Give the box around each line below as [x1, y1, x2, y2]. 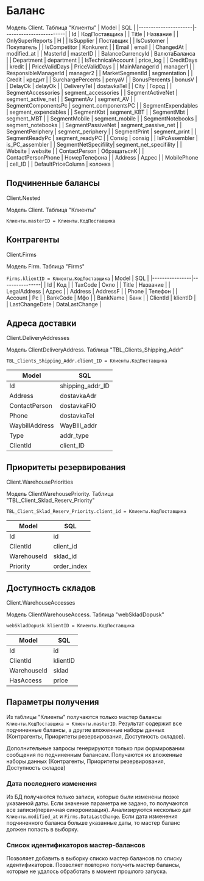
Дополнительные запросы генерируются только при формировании [6, 744, 185, 752]
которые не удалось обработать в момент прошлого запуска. [6, 868, 167, 875]
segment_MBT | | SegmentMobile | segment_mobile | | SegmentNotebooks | [6, 114, 197, 122]
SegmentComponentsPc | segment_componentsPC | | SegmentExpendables [6, 101, 199, 109]
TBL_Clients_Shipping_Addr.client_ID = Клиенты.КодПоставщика [6, 358, 167, 364]
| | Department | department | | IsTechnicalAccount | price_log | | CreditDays [6, 56, 198, 64]
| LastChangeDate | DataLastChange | [6, 300, 102, 308]
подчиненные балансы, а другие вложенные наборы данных [6, 726, 165, 734]
